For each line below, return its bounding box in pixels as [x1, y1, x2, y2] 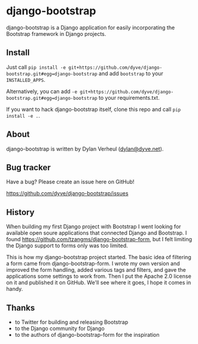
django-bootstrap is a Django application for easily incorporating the [6, 24, 175, 31]
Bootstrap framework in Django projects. [6, 30, 106, 37]
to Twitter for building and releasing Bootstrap [14, 318, 129, 325]
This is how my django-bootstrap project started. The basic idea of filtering [6, 254, 191, 261]
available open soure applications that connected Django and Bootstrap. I [6, 229, 187, 236]
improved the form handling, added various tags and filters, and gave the [6, 266, 187, 274]
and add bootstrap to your [98, 70, 163, 77]
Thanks [6, 303, 35, 313]
